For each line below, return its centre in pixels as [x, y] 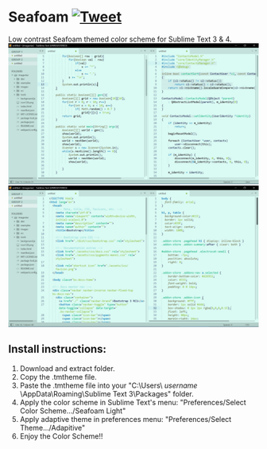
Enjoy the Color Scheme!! [61, 436]
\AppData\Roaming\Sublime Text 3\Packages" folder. [106, 393]
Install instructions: [58, 349]
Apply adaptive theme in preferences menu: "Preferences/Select [126, 419]
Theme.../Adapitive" [52, 428]
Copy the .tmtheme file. [58, 377]
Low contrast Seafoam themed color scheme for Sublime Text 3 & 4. [120, 39]
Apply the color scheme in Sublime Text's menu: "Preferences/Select [133, 402]
